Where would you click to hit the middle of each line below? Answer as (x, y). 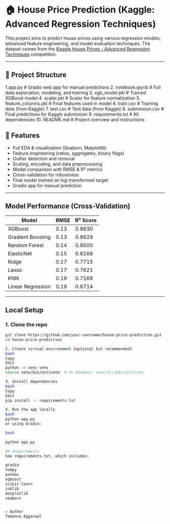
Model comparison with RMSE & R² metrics (57, 169)
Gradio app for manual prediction (47, 185)
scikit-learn (19, 484)
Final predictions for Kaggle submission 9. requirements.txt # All (72, 114)
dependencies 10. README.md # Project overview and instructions (75, 119)
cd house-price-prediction (34, 340)
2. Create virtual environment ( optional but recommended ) (69, 349)
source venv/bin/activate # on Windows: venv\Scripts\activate (74, 373)
